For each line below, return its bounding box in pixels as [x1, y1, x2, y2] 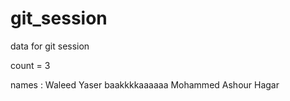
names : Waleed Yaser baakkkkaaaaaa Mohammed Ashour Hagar [10, 78, 280, 91]
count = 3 [10, 59, 51, 71]
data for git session [10, 40, 90, 52]
